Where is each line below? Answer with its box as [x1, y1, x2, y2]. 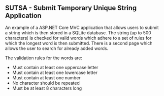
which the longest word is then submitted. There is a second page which [5, 40, 153, 46]
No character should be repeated [12, 80, 80, 86]
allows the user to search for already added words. [5, 45, 108, 51]
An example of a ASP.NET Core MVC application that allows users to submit [5, 24, 159, 30]
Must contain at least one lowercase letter [12, 70, 98, 75]
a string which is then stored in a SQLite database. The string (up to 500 [5, 29, 152, 36]
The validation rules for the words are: [5, 55, 83, 61]
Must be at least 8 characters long [12, 85, 82, 91]
